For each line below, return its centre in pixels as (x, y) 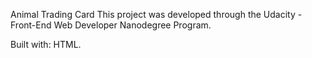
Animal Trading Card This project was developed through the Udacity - (156, 14)
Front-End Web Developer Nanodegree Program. (111, 25)
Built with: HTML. (46, 44)
